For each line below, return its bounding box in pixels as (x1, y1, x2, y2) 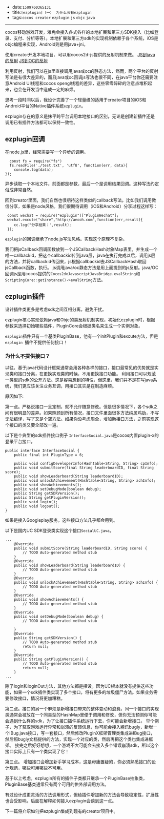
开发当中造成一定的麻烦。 (26, 86, 78, 92)
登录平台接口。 (5, 438, 35, 444)
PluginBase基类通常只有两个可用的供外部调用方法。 (5, 781, 109, 787)
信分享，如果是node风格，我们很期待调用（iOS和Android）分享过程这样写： (5, 203, 158, 209)
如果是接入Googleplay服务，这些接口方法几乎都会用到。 (5, 517, 118, 523)
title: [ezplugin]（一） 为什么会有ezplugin (12, 9, 92, 15)
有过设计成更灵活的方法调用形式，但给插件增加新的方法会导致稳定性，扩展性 (5, 792, 159, 798)
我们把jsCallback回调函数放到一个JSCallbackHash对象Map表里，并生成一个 (5, 246, 158, 252)
